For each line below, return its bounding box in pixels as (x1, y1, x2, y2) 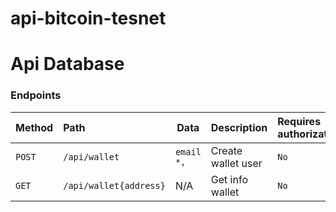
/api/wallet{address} (63, 180, 166, 191)
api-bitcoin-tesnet (10, 7, 167, 30)
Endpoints (10, 88, 62, 102)
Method (15, 120, 54, 134)
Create (210, 143, 243, 157)
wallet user (210, 156, 263, 170)
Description (210, 120, 268, 134)
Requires (277, 114, 322, 128)
